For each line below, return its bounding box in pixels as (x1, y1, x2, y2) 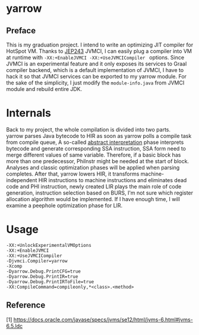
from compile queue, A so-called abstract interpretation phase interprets (6, 139, 184, 146)
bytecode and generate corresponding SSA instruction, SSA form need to (6, 145, 186, 152)
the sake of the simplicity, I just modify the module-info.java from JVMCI (6, 79, 185, 86)
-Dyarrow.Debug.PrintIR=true (6, 273, 78, 280)
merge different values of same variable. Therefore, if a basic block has (6, 151, 181, 158)
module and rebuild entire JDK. (6, 86, 83, 92)
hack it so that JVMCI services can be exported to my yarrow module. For (6, 73, 187, 80)
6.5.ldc (6, 322, 23, 329)
